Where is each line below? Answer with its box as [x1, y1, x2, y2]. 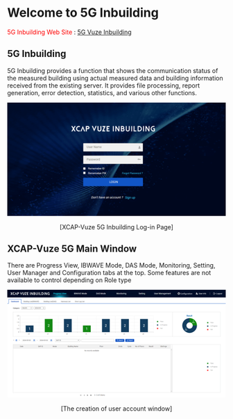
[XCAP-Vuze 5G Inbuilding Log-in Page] [60, 222, 173, 231]
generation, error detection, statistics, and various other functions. [7, 88, 198, 97]
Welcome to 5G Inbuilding [7, 5, 159, 21]
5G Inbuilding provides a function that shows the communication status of [7, 66, 218, 74]
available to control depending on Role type [7, 276, 132, 284]
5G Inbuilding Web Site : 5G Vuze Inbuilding [7, 28, 132, 36]
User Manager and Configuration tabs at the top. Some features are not [7, 269, 212, 277]
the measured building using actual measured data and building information [7, 74, 223, 82]
